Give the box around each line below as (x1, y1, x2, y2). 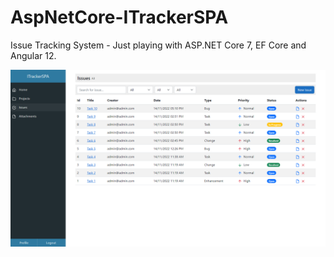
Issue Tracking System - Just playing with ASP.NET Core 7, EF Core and (10, 39, 307, 51)
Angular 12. (10, 49, 57, 61)
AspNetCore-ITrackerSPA (10, 6, 229, 29)
